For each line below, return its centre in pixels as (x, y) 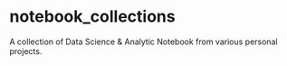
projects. (26, 51)
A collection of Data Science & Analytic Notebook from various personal (143, 42)
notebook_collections (92, 17)
